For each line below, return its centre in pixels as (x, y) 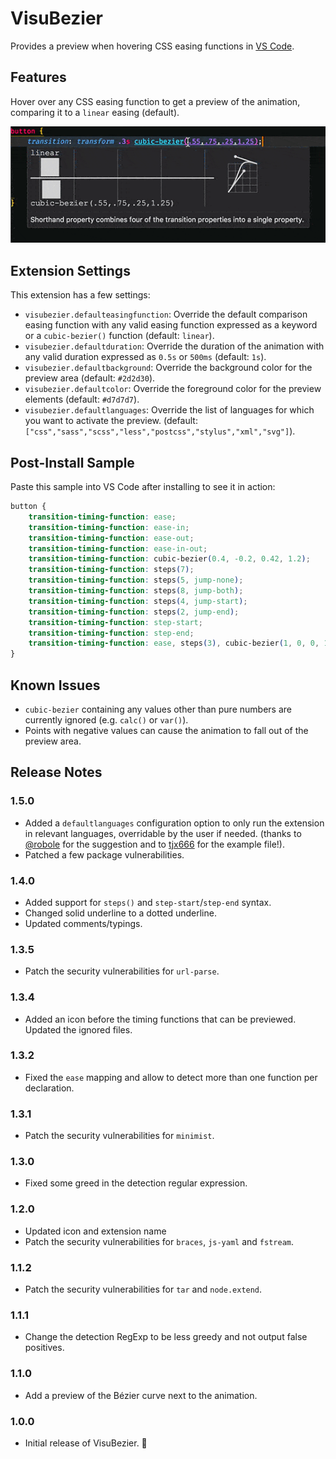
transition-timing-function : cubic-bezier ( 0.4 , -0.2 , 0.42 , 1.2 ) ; (169, 559)
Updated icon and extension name (95, 1231)
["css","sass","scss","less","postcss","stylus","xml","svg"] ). (160, 431)
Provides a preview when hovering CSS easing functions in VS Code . (152, 46)
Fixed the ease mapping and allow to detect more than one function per (171, 1077)
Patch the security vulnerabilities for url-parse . (122, 971)
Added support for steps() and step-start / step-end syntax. (148, 902)
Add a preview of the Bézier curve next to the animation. (141, 1395)
